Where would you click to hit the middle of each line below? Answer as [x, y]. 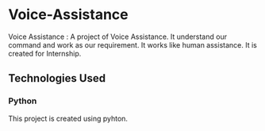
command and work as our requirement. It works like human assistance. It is [133, 44]
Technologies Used [57, 78]
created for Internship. [45, 53]
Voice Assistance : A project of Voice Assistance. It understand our [118, 37]
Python [23, 101]
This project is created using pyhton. [68, 118]
